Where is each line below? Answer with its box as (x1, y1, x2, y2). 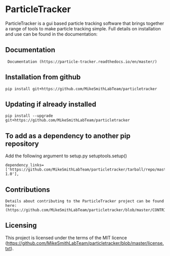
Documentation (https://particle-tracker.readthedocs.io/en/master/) (7, 59, 157, 64)
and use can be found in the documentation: (5, 31, 98, 37)
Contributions (5, 185, 50, 194)
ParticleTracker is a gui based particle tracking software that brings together (5, 20, 164, 26)
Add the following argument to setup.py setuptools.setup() (5, 153, 127, 159)
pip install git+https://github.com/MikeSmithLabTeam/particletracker (5, 86, 157, 92)
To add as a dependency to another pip (5, 132, 131, 140)
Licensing (5, 221, 37, 230)
